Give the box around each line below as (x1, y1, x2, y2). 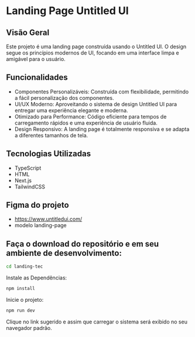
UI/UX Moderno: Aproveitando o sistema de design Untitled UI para (14, 100, 177, 107)
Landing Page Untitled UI (6, 4, 129, 18)
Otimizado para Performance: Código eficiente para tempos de (14, 113, 167, 120)
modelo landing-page (14, 222, 67, 229)
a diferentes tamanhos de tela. (14, 132, 88, 139)
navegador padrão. (6, 324, 53, 331)
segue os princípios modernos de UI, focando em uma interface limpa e (6, 49, 180, 56)
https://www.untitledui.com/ (14, 215, 83, 223)
